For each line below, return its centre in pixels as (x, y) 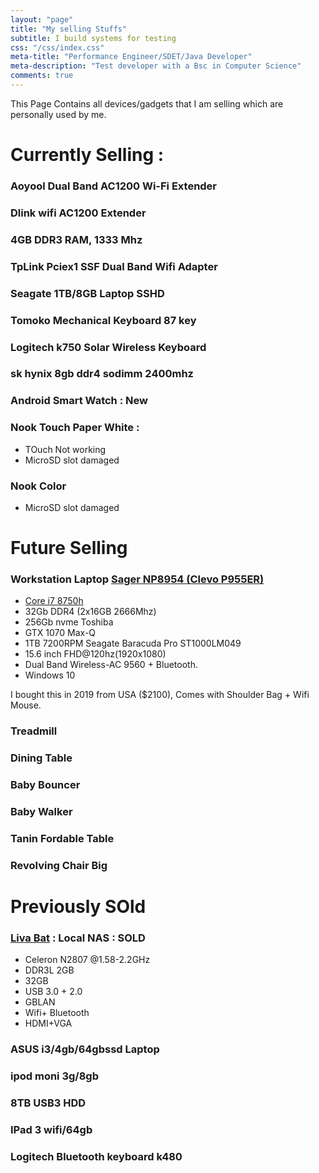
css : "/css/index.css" (57, 47)
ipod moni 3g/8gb (54, 1076)
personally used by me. (58, 114)
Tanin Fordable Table (62, 839)
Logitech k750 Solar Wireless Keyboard (108, 347)
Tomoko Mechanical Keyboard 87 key (103, 320)
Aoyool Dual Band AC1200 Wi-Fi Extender (114, 186)
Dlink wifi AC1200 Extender (78, 213)
